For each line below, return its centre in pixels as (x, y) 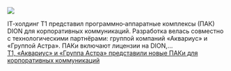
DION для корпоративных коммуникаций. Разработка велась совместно (115, 31)
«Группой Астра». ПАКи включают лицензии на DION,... (90, 45)
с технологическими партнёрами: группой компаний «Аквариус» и (107, 38)
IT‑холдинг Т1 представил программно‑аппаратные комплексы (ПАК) (111, 24)
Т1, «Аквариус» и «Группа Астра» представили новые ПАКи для (103, 53)
